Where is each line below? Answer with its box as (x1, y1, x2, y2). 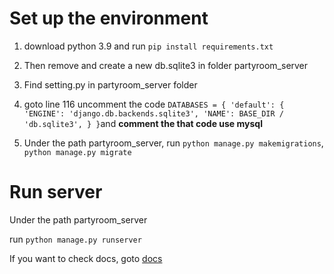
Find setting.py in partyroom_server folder (23, 78, 198, 91)
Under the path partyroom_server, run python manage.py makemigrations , (23, 137, 324, 149)
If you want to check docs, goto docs (9, 252, 163, 264)
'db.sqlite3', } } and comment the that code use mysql (23, 117, 263, 129)
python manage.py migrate (23, 147, 132, 157)
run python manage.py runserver (9, 233, 142, 245)
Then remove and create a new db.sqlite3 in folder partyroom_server (23, 59, 309, 71)
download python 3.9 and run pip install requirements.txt (23, 40, 274, 52)
